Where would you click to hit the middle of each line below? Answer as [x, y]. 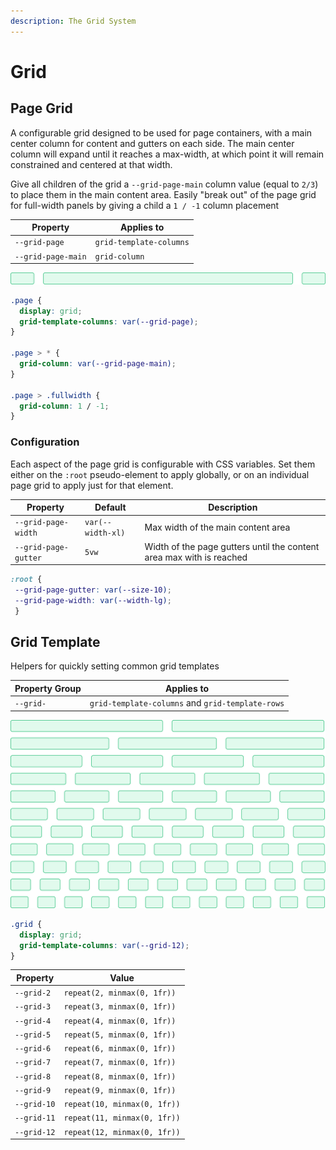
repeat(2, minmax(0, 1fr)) [120, 993]
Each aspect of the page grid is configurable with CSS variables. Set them [163, 464]
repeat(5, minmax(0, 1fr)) [120, 1035]
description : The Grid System [73, 21]
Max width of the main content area [217, 527]
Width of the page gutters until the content [232, 546]
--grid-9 [33, 1090]
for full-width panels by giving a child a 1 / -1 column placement [145, 205]
